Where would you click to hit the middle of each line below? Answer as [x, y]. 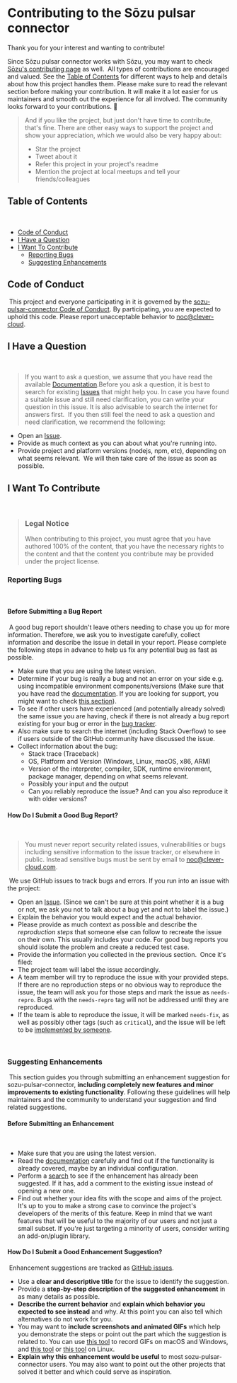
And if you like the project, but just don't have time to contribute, [118, 120]
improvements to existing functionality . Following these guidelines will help [119, 1092]
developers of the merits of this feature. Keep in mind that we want [115, 1213]
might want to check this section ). [67, 701]
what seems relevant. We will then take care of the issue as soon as [117, 459]
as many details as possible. [59, 1296]
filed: [25, 962]
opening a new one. [46, 1190]
